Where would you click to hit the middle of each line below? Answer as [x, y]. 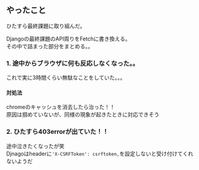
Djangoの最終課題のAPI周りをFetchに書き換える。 [68, 39]
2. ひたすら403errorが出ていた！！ [58, 132]
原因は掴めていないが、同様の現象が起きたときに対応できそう [83, 115]
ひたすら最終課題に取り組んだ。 [46, 26]
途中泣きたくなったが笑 [35, 146]
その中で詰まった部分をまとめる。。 [50, 46]
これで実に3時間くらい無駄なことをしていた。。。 [66, 78]
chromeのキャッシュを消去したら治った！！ [61, 107]
